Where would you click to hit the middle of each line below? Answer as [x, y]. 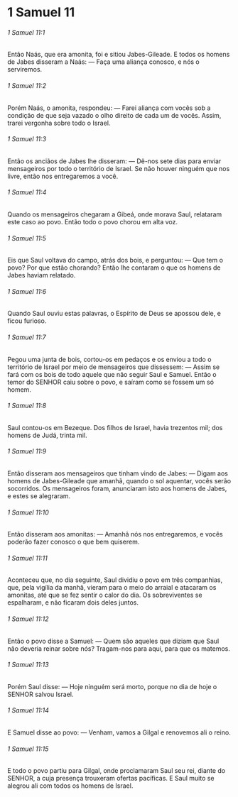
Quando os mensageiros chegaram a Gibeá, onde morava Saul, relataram [115, 214]
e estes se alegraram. [39, 496]
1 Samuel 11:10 [28, 512]
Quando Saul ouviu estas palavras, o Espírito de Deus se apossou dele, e [114, 314]
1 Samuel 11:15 [28, 749]
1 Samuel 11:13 [28, 665]
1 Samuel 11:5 [27, 238]
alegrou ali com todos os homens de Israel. [70, 786]
